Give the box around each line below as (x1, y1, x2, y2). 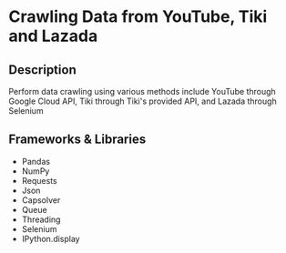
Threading (21, 214, 61, 225)
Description (8, 62, 77, 77)
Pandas (21, 156, 51, 167)
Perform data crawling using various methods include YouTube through (8, 86, 277, 96)
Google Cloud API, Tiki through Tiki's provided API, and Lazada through (8, 96, 277, 106)
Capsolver (21, 194, 61, 206)
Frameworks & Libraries (8, 132, 147, 147)
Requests (21, 175, 57, 186)
